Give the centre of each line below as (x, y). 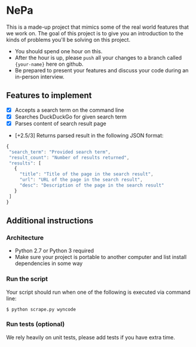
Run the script (27, 279)
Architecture (25, 238)
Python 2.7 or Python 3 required (54, 251)
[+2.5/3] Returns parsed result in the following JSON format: (89, 135)
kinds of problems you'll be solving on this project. (68, 39)
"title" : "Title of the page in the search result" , (86, 174)
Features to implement (49, 95)
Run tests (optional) (36, 324)
